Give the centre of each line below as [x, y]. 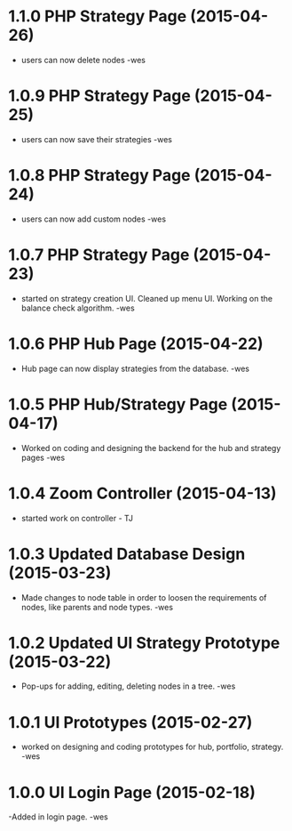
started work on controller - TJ [77, 518]
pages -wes [43, 457]
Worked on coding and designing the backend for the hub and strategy [151, 448]
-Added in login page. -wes [58, 817]
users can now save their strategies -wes [96, 139]
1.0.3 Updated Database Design [127, 554]
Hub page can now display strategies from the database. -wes [135, 368]
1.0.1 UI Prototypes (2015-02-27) [130, 722]
